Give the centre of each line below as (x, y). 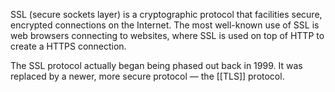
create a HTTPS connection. (68, 46)
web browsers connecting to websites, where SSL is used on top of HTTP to (167, 35)
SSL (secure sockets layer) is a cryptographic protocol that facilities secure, (166, 14)
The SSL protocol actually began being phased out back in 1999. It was (156, 65)
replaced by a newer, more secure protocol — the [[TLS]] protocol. (147, 76)
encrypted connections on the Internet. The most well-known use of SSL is (165, 25)
